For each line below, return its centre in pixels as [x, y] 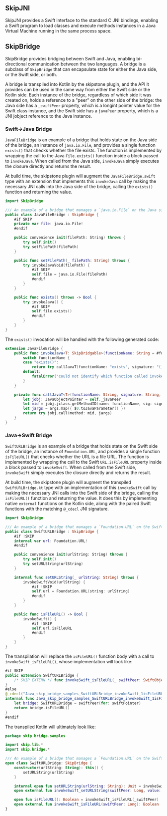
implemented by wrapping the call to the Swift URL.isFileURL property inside [83, 462]
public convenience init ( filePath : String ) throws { [70, 238]
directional [16, 64]
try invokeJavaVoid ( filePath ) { [57, 265]
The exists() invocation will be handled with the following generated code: [82, 339]
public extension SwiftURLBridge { [42, 675]
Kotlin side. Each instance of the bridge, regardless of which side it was [78, 95]
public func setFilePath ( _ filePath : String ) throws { [72, 261]
